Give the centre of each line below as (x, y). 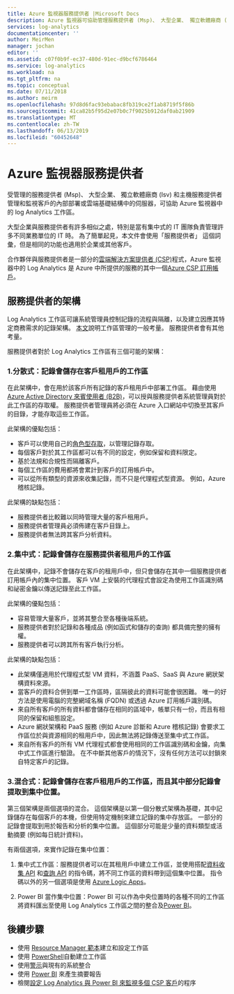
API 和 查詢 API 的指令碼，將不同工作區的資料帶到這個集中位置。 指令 (124, 873)
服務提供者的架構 (44, 301)
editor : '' (23, 53)
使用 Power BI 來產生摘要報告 (60, 974)
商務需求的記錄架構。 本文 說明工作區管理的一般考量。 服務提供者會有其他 (118, 328)
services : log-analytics (43, 27)
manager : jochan (31, 46)
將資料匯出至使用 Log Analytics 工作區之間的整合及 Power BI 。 (106, 905)
